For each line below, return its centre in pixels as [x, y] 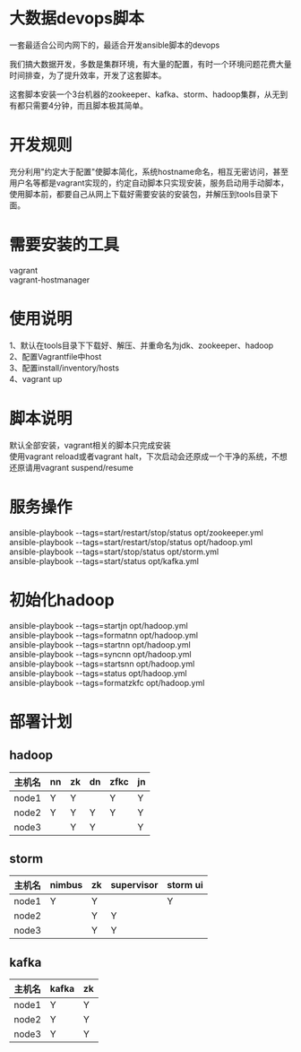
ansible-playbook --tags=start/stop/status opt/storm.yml [114, 552]
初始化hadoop [62, 600]
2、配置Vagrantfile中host [56, 356]
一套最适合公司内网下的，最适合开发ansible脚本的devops [115, 45]
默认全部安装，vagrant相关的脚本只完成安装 [90, 445]
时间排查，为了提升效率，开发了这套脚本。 [88, 75]
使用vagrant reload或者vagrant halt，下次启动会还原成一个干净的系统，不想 [149, 456]
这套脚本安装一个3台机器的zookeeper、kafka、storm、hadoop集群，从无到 [149, 94]
